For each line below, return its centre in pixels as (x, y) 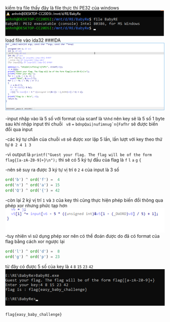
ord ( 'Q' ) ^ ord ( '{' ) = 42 (32, 190)
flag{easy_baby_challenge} (34, 314)
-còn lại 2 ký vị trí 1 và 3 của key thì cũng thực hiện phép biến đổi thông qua (84, 200)
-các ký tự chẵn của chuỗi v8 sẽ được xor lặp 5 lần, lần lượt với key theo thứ (84, 139)
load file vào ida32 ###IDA (33, 40)
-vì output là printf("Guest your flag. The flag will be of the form (78, 154)
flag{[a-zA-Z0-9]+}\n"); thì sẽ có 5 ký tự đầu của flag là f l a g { (73, 160)
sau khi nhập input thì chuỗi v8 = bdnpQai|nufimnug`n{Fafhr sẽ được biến (82, 124)
